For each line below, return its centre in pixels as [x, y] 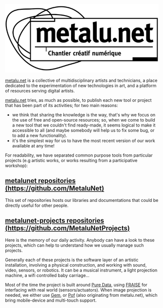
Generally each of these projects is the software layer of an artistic [72, 260]
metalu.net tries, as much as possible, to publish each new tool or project [78, 100]
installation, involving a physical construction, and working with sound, [76, 265]
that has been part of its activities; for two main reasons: [62, 105]
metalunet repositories [40, 181]
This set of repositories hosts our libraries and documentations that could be [82, 200]
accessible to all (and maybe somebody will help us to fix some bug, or [83, 130]
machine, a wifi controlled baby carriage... [47, 275]
